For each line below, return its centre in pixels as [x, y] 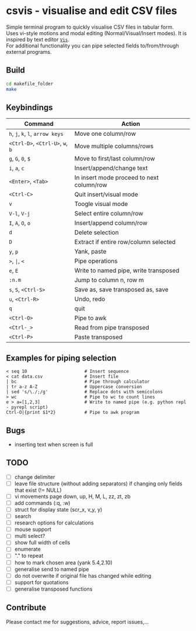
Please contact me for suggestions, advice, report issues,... [77, 622]
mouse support [33, 529]
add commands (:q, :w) [42, 503]
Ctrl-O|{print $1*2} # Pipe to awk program [73, 413]
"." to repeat [29, 556]
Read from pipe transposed [112, 328]
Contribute [26, 608]
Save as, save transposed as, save [122, 290]
